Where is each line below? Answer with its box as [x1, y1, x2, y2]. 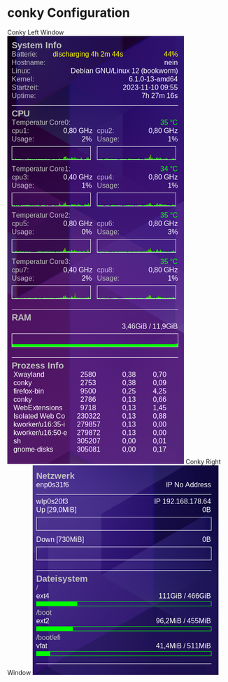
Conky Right [185, 457, 222, 466]
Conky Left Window [7, 28, 64, 36]
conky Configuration [7, 5, 131, 21]
